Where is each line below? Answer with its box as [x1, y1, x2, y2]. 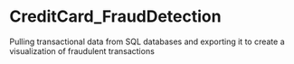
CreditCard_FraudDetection [9, 6, 222, 27]
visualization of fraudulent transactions [9, 45, 156, 56]
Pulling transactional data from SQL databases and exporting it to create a [9, 36, 285, 47]
